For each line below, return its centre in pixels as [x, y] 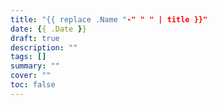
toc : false [33, 85]
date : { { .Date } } [48, 29]
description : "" [44, 47]
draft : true [35, 38]
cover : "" [31, 76]
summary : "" [35, 66]
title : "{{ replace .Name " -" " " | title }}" [109, 19]
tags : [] [28, 57]
